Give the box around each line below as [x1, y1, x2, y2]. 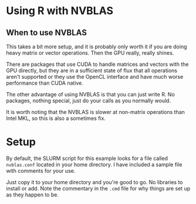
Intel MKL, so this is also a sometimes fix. [6, 115, 106, 122]
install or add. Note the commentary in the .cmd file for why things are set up [6, 185, 191, 192]
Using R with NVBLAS [6, 4, 113, 18]
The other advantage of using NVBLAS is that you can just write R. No [6, 91, 175, 98]
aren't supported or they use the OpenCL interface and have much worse [6, 73, 184, 80]
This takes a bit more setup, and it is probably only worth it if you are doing [6, 43, 187, 50]
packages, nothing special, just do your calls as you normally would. [6, 97, 171, 104]
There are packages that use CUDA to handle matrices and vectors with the [6, 61, 189, 68]
